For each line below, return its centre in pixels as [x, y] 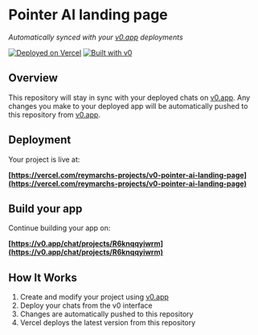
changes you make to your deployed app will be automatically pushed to [128, 105]
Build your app [45, 208]
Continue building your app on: [59, 228]
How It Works [43, 277]
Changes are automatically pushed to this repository [106, 314]
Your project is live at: [44, 159]
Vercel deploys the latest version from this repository [108, 323]
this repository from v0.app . [54, 114]
